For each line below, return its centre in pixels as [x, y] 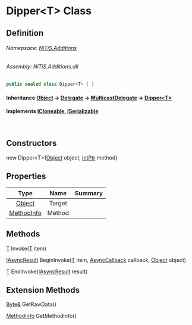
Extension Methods [43, 290]
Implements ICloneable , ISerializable [53, 111]
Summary [89, 193]
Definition [25, 33]
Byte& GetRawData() [31, 304]
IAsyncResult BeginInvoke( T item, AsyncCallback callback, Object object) [96, 260]
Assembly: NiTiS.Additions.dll [42, 66]
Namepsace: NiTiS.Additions [42, 48]
